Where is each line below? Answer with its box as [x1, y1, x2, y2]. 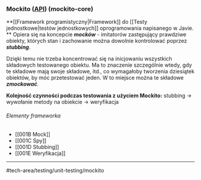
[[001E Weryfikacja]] [14, 150, 66, 157]
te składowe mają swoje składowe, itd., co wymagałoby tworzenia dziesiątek [6, 68, 195, 75]
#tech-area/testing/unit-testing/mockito [6, 166, 105, 174]
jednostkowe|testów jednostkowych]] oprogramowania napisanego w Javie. [6, 24, 194, 32]
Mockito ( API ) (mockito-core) [6, 5, 94, 13]
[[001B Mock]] [14, 131, 51, 138]
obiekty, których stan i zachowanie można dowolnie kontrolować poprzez [6, 38, 187, 45]
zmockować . [6, 80, 39, 88]
